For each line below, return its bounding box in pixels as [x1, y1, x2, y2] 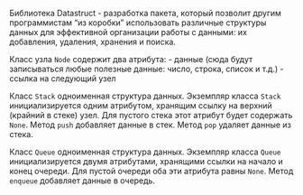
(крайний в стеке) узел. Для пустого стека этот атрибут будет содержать [9, 110, 293, 120]
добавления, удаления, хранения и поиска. [9, 36, 176, 47]
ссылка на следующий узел [9, 73, 116, 84]
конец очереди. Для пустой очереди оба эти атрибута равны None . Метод [9, 166, 294, 176]
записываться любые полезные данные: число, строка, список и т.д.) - [9, 63, 284, 74]
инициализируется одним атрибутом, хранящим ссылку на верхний [9, 100, 272, 111]
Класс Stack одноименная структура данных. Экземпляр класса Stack [9, 90, 281, 101]
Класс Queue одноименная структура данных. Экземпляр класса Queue [9, 146, 281, 157]
